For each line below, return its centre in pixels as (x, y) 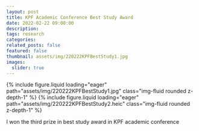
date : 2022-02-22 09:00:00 (40, 23)
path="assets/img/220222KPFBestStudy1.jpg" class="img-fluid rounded (96, 91)
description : (23, 29)
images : (16, 62)
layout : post (23, 12)
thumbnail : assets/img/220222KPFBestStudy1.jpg (67, 56)
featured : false (27, 51)
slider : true (28, 68)
